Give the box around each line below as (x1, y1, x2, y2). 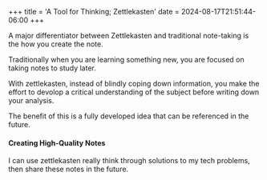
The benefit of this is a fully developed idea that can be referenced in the (8, 111, 249, 121)
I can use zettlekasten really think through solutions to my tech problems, (8, 156, 250, 166)
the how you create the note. (8, 39, 103, 49)
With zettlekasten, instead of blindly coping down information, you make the (8, 79, 260, 88)
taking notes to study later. (8, 63, 96, 73)
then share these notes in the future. (8, 164, 129, 174)
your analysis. (8, 96, 55, 105)
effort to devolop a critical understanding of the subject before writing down (8, 87, 260, 97)
